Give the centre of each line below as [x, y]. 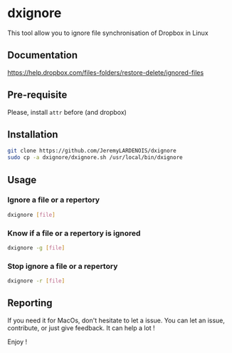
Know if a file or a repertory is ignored [74, 233]
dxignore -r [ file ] [36, 281]
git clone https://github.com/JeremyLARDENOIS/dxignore [92, 151]
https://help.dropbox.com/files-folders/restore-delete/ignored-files [106, 72]
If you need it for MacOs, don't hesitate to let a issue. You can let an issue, [116, 320]
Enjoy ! [17, 342]
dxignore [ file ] [31, 215]
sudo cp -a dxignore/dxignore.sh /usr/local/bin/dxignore [95, 158]
